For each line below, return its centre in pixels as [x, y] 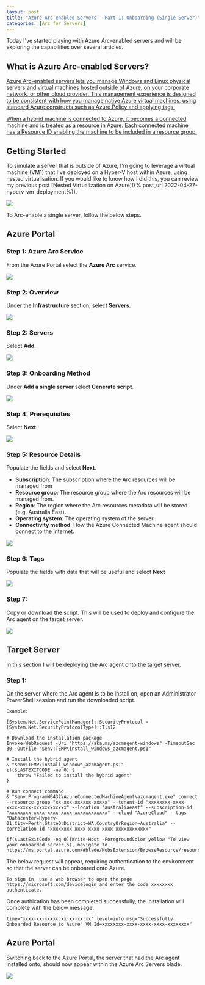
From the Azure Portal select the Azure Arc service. [72, 265]
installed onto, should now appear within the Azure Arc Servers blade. [94, 964]
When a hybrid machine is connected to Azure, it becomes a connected [96, 119]
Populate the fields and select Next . [51, 468]
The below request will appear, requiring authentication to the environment [100, 861]
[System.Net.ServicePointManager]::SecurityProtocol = [77, 722]
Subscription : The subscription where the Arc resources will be [95, 479]
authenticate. [24, 890]
